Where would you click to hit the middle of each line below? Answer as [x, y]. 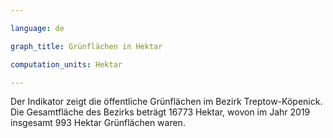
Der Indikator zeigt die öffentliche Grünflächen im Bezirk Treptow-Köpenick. [166, 102]
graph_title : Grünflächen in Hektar [86, 46]
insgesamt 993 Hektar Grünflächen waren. [98, 123]
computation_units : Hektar [66, 64]
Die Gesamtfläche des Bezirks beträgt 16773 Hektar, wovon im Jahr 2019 [160, 112]
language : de [37, 28]
